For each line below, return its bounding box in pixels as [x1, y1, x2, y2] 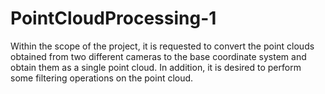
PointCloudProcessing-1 [10, 7, 217, 30]
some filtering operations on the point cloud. [10, 72, 194, 84]
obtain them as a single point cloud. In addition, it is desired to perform [10, 61, 302, 73]
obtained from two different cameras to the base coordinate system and [10, 50, 307, 62]
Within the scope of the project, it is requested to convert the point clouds [10, 40, 315, 52]
